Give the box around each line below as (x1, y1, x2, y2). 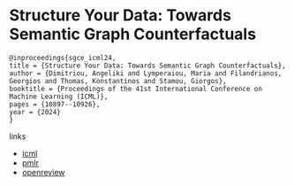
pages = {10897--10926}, (9, 99, 101, 109)
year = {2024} (9, 107, 62, 116)
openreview (21, 167, 65, 177)
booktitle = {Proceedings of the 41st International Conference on (9, 84, 263, 93)
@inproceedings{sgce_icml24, (9, 53, 117, 62)
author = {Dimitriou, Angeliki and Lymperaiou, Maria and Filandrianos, (9, 68, 283, 78)
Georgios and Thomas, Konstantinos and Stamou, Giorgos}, (9, 76, 227, 85)
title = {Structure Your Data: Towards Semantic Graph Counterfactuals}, (9, 61, 287, 70)
